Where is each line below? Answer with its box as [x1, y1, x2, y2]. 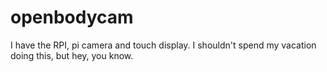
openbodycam [10, 6, 134, 29]
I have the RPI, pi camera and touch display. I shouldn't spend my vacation [10, 39, 317, 51]
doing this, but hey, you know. [10, 49, 134, 61]
